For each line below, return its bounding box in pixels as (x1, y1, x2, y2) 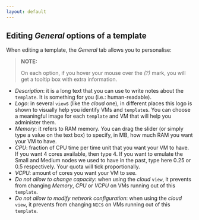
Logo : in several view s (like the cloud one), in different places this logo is (14, 100, 192, 107)
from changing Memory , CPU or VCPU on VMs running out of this (14, 182, 176, 189)
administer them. (14, 119, 56, 126)
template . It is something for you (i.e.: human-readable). (14, 93, 151, 101)
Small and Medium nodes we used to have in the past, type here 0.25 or (14, 157, 191, 164)
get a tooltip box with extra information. (20, 76, 118, 83)
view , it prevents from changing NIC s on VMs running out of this (14, 201, 170, 208)
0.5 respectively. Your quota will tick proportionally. (14, 163, 141, 170)
